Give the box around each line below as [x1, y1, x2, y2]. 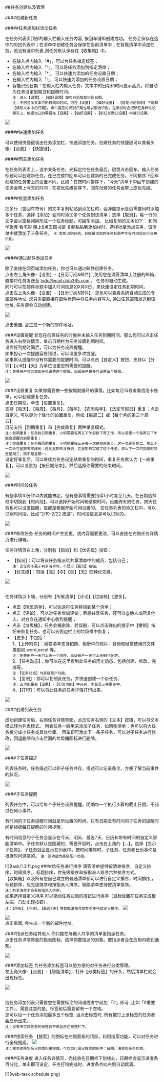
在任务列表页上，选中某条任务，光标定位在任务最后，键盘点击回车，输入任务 [5, 167, 159, 172]
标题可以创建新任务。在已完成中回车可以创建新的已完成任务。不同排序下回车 [5, 173, 159, 178]
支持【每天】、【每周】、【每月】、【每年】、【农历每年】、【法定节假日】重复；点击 [5, 406, 159, 411]
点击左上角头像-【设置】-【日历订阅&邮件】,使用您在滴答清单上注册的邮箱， [5, 271, 159, 277]
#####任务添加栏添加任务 [5, 25, 58, 31]
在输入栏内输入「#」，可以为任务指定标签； [12, 58, 99, 64]
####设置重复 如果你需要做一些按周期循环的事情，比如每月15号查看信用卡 [5, 387, 154, 393]
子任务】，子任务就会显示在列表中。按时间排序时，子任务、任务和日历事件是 [5, 847, 157, 852]
